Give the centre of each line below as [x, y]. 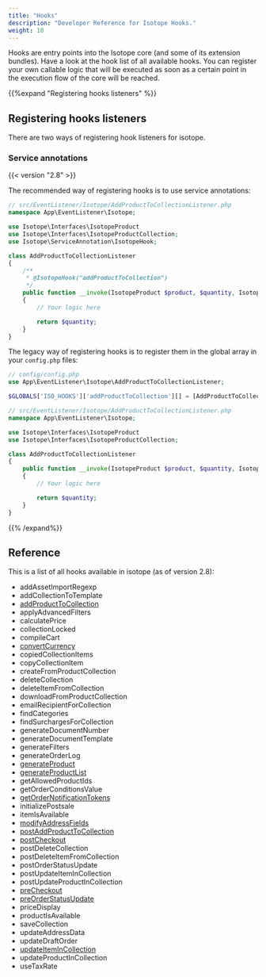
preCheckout [41, 891]
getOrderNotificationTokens [65, 798]
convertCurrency [47, 646]
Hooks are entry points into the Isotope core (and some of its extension [124, 53]
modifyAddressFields [54, 823]
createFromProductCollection [68, 672]
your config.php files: [43, 360]
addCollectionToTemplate [61, 596]
